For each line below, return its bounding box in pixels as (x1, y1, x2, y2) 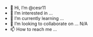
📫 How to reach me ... (10, 26, 57, 32)
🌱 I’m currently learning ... (10, 15, 64, 21)
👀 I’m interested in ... (10, 10, 53, 16)
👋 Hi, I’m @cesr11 (10, 5, 46, 10)
